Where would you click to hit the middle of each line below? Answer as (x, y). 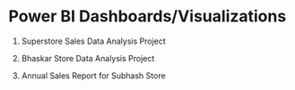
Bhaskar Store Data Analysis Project (88, 58)
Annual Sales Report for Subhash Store (94, 75)
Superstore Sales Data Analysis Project (94, 41)
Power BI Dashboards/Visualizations (147, 16)
